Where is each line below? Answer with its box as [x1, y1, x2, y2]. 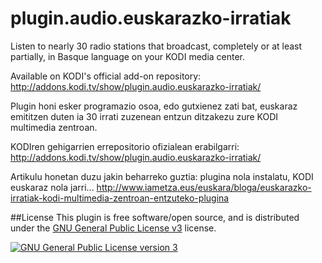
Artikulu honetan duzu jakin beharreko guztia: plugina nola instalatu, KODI [10, 170, 314, 182]
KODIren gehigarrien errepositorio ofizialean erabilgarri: [10, 140, 240, 152]
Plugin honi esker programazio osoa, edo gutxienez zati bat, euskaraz [10, 100, 298, 112]
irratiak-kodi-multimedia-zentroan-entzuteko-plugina [10, 192, 230, 204]
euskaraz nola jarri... [10, 181, 95, 193]
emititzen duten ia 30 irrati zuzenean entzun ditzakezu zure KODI [10, 110, 279, 122]
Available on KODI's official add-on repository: [10, 70, 202, 82]
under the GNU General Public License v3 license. [10, 222, 217, 234]
